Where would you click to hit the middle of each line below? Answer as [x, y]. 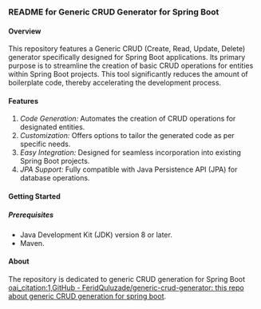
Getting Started [35, 196]
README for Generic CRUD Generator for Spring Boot [114, 12]
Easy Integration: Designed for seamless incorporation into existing [130, 153]
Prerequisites [31, 215]
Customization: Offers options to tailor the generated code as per [127, 136]
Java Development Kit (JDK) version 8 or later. [96, 235]
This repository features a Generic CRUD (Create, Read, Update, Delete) [127, 49]
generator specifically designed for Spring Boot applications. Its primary [127, 57]
